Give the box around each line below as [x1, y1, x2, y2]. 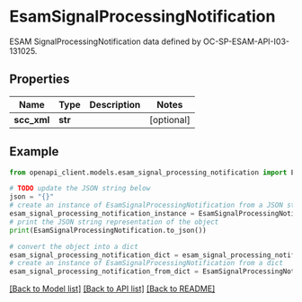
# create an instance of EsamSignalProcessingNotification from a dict [9, 259, 283, 268]
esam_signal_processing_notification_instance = [9, 209, 195, 218]
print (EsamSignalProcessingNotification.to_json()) [9, 226, 207, 235]
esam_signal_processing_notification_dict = [9, 250, 179, 260]
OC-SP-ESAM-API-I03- [202, 36, 290, 47]
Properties [9, 72, 70, 87]
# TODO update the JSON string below [9, 184, 151, 193]
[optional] [149, 113, 191, 126]
